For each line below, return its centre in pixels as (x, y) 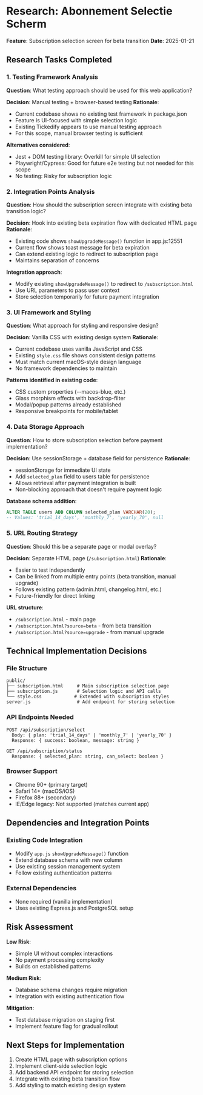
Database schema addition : (42, 501)
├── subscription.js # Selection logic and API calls (84, 692)
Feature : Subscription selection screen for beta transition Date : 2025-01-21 (100, 41)
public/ (16, 681)
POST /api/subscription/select (46, 730)
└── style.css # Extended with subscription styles (88, 697)
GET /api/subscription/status (45, 751)
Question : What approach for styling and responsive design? (82, 326)
